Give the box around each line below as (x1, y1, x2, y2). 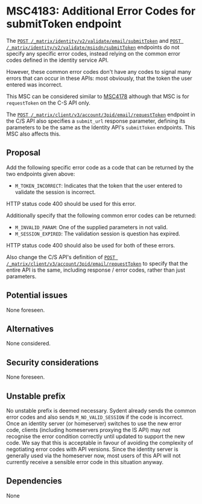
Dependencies (6, 476, 62, 486)
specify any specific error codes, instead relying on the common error (6, 50, 181, 57)
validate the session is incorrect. (14, 188, 96, 195)
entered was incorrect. (6, 80, 63, 88)
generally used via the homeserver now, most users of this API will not (6, 452, 181, 459)
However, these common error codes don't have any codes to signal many (6, 68, 191, 75)
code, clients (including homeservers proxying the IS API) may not (6, 427, 171, 433)
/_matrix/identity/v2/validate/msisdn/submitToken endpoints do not (6, 44, 180, 51)
